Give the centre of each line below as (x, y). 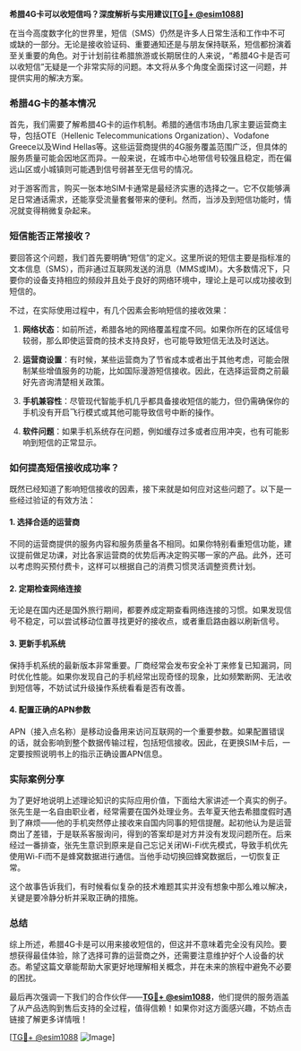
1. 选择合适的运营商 (45, 522)
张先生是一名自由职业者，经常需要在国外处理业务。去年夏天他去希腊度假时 (146, 811)
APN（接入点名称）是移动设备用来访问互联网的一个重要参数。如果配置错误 (147, 731)
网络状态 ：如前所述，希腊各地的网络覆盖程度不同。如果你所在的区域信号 (155, 329)
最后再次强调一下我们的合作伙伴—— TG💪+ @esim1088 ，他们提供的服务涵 (146, 997)
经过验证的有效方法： (56, 500)
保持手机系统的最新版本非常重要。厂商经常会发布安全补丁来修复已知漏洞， (146, 665)
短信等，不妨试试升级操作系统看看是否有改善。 (103, 687)
